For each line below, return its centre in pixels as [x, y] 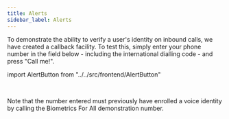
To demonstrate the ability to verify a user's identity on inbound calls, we [110, 39]
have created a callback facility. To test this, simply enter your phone [104, 47]
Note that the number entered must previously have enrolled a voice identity [115, 101]
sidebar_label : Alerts [39, 20]
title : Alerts [27, 13]
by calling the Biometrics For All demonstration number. [86, 108]
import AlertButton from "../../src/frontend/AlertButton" [84, 74]
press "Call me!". [31, 61]
